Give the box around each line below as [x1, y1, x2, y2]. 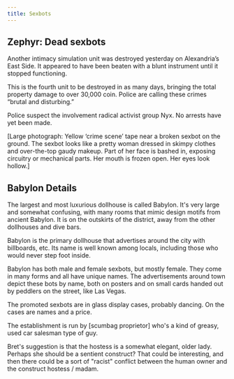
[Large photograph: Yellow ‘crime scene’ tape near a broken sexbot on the [7, 132, 221, 140]
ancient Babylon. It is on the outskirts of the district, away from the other [7, 216, 216, 224]
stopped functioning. [7, 69, 68, 77]
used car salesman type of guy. [7, 329, 98, 337]
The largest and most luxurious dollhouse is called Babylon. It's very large [7, 200, 220, 209]
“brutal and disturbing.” [7, 98, 75, 106]
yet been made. [7, 119, 52, 127]
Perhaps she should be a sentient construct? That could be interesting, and [7, 350, 224, 358]
